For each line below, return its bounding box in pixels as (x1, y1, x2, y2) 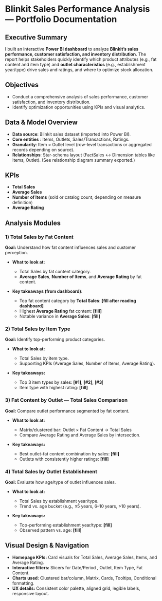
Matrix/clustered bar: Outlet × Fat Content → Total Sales (19, 427, 132, 432)
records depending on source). (12, 147, 74, 152)
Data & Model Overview (5, 118, 78, 127)
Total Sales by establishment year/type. (19, 498, 99, 504)
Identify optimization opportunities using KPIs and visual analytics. (12, 104, 145, 110)
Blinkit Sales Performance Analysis (5, 3, 150, 15)
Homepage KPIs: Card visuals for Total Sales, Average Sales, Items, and (12, 554, 157, 560)
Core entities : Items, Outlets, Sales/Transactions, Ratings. (12, 136, 130, 142)
